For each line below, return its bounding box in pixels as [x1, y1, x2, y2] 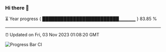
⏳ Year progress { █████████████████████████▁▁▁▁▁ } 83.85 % [5, 16, 157, 22]
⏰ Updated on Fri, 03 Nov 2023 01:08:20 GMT [5, 32, 100, 38]
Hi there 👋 [5, 4, 30, 11]
